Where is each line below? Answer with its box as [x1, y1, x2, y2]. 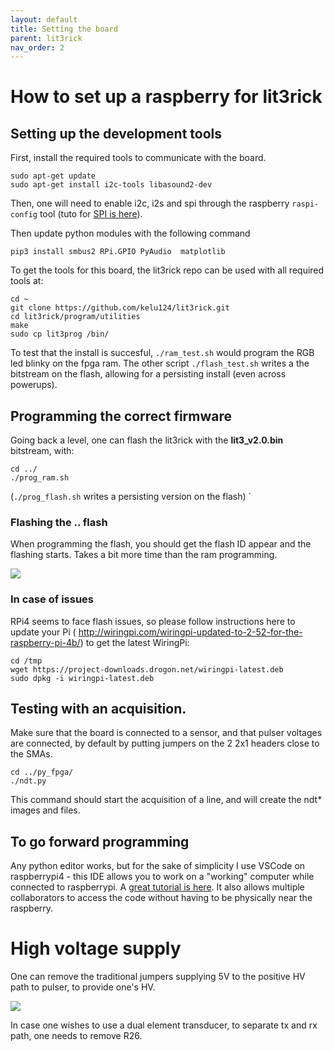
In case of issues [10, 592, 94, 606]
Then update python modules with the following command [10, 227, 251, 240]
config [10, 210, 38, 220]
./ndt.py [10, 776, 47, 786]
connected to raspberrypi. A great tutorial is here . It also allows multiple [10, 881, 305, 893]
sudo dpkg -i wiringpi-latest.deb [10, 673, 155, 683]
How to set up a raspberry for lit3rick [10, 86, 323, 108]
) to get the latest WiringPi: [79, 636, 190, 648]
